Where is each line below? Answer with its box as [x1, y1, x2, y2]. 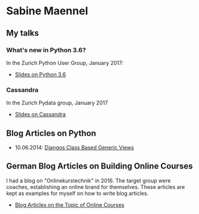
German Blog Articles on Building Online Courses [6, 161, 193, 171]
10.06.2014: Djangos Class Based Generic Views [14, 144, 134, 151]
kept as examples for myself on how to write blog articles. [6, 190, 149, 197]
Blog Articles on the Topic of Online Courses [14, 201, 124, 208]
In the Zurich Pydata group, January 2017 [6, 100, 108, 107]
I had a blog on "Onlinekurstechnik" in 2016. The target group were [6, 177, 172, 184]
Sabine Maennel [6, 4, 88, 18]
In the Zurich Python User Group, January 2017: [6, 59, 124, 66]
